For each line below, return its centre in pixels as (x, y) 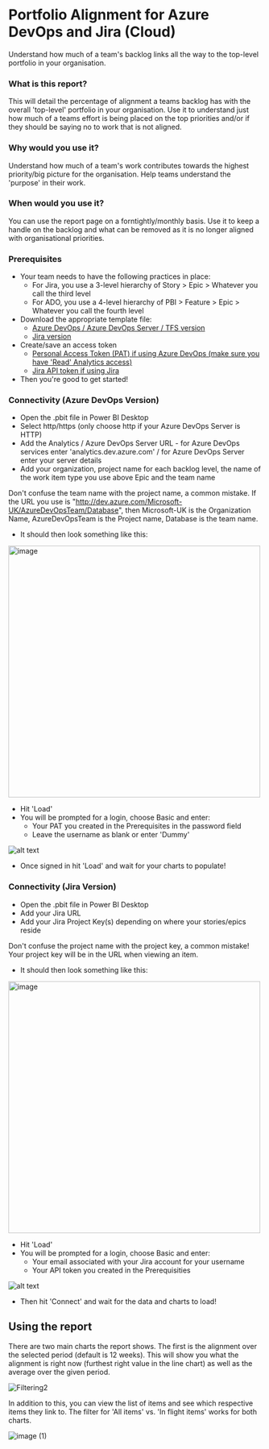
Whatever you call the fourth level (88, 311)
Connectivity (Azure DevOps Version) (84, 401)
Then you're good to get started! (74, 380)
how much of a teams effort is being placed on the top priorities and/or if (129, 118)
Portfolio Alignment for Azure (109, 15)
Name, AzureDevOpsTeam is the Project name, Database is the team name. (133, 519)
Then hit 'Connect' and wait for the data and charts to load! (118, 1301)
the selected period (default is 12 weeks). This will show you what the (124, 1355)
